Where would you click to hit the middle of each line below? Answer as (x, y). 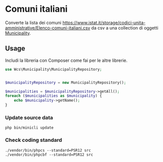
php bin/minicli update (29, 128)
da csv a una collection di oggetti (125, 27)
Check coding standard (34, 140)
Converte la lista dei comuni (33, 23)
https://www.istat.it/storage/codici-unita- (104, 23)
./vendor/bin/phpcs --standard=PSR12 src (48, 150)
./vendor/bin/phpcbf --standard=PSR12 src (49, 155)
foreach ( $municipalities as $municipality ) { (54, 96)
